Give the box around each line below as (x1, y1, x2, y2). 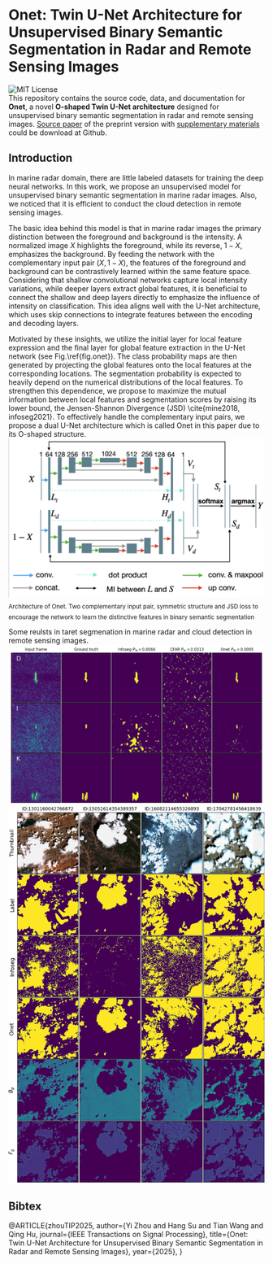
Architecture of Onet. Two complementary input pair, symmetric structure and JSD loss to (8, 602, 258, 611)
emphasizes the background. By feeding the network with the (8, 249, 215, 259)
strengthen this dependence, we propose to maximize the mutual (8, 386, 227, 395)
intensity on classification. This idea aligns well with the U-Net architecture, (8, 301, 262, 311)
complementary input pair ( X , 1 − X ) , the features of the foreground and (8, 258, 246, 268)
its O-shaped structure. (8, 429, 87, 438)
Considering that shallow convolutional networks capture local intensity (8, 275, 248, 285)
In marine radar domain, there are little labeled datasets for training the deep (8, 172, 264, 182)
